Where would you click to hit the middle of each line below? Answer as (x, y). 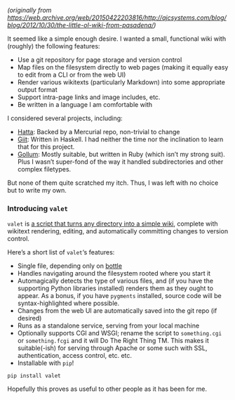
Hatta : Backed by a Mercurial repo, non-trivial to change (99, 132)
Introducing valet (38, 208)
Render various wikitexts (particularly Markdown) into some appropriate (121, 82)
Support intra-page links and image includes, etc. (89, 97)
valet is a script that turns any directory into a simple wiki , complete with (113, 224)
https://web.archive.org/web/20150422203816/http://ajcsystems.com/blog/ (117, 18)
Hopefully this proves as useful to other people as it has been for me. (107, 389)
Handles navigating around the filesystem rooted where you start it (114, 273)
